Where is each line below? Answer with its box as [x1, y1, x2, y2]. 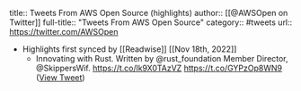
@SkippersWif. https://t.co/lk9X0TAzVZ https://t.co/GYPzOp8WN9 [35, 62, 283, 73]
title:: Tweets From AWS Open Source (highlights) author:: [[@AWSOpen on [9, 8, 288, 18]
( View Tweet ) [35, 72, 85, 83]
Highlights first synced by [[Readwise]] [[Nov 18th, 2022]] [22, 44, 237, 54]
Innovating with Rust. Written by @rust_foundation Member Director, [35, 54, 289, 63]
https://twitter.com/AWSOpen [9, 27, 119, 37]
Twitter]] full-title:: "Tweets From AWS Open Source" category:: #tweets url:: [9, 17, 293, 28]
